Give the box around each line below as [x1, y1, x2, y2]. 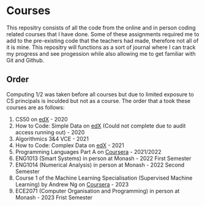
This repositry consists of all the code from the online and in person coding [6, 24, 196, 31]
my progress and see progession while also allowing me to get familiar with [6, 50, 196, 57]
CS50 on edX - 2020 [15, 115, 69, 123]
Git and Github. [6, 56, 45, 64]
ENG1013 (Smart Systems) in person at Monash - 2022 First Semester [15, 154, 192, 162]
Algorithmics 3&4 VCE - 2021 [15, 135, 89, 142]
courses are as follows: [6, 104, 65, 111]
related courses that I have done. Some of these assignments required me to [6, 30, 199, 37]
